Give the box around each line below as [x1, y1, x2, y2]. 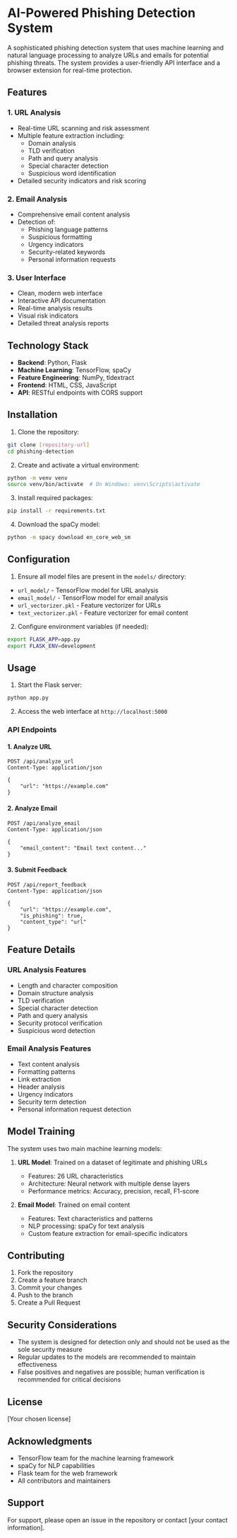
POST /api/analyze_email [7, 819, 80, 827]
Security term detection [17, 1097, 87, 1106]
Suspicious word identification [28, 168, 116, 178]
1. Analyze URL [7, 742, 52, 751]
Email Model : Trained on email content [17, 1201, 130, 1209]
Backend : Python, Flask [17, 359, 87, 367]
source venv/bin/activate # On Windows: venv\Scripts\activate [7, 481, 200, 488]
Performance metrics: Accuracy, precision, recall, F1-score [28, 1186, 200, 1195]
